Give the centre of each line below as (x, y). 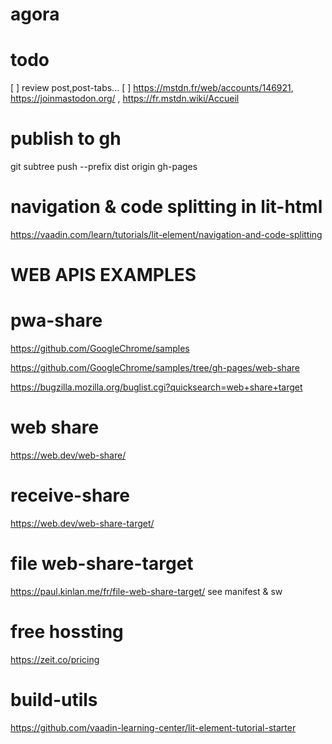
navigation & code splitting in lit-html (166, 207)
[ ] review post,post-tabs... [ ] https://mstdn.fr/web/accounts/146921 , (152, 88)
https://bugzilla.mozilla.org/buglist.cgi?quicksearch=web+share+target (156, 387)
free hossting (67, 632)
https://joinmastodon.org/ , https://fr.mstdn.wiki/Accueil (125, 99)
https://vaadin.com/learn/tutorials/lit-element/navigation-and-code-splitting (166, 234)
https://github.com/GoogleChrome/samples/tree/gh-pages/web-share (155, 368)
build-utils (54, 700)
